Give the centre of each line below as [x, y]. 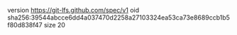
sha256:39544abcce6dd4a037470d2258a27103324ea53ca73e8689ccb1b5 [119, 17]
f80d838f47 [25, 25]
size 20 [55, 25]
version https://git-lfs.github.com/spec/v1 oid [73, 10]
